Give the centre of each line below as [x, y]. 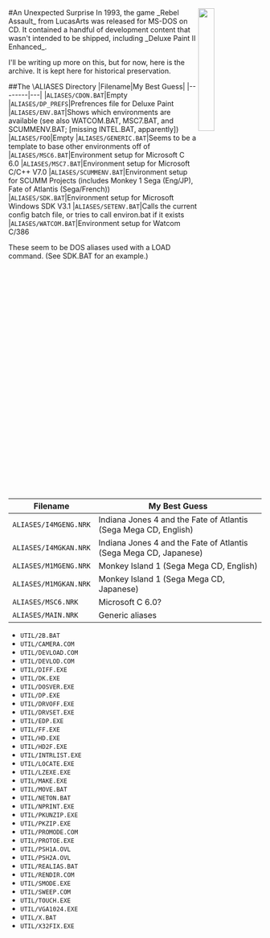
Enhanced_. [28, 47]
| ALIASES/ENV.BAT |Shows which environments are [90, 112]
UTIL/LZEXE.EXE [45, 772]
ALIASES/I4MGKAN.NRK [51, 547]
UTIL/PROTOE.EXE [47, 841]
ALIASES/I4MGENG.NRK [51, 525]
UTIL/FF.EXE [40, 730]
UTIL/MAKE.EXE [43, 781]
